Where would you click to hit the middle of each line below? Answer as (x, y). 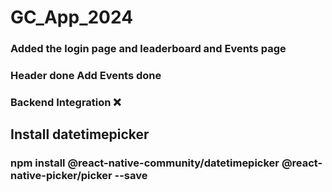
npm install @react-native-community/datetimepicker (145, 163)
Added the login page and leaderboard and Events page (148, 49)
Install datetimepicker (80, 134)
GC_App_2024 (72, 17)
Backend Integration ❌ (66, 102)
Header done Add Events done (86, 76)
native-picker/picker (61, 176)
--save (131, 176)
